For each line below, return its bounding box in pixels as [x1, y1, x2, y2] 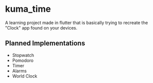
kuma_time [5, 3, 51, 15]
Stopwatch [12, 52, 34, 58]
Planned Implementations [5, 39, 85, 48]
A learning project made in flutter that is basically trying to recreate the [5, 20, 148, 26]
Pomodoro [12, 57, 34, 63]
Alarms [12, 68, 27, 74]
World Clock [12, 73, 38, 79]
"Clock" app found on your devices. [5, 25, 77, 30]
